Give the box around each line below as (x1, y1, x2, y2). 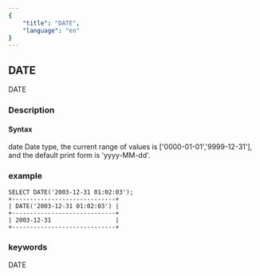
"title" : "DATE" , (22, 19, 81, 27)
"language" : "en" (22, 26, 81, 34)
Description (8, 104, 55, 116)
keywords (8, 242, 48, 253)
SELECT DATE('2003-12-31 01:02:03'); (8, 188, 134, 196)
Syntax (8, 124, 33, 134)
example (8, 171, 42, 182)
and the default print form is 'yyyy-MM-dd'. (8, 151, 151, 160)
